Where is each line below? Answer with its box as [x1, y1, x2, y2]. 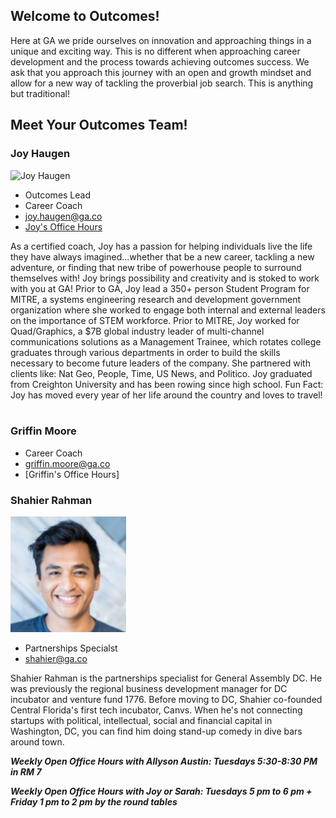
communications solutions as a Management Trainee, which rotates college [10, 335, 322, 348]
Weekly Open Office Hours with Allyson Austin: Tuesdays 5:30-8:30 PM [10, 755, 318, 768]
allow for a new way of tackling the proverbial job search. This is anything [10, 77, 314, 89]
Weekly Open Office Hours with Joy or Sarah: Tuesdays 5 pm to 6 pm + [10, 785, 313, 798]
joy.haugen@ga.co [24, 210, 103, 222]
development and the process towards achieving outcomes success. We [10, 55, 310, 68]
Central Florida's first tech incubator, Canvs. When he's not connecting [10, 704, 303, 716]
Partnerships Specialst [24, 642, 118, 654]
